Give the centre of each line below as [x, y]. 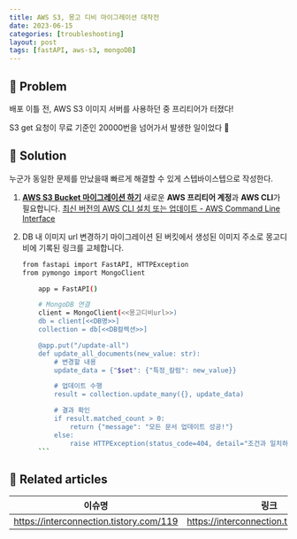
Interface [38, 218]
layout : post [33, 42]
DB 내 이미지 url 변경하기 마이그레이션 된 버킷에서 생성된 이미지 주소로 [143, 237]
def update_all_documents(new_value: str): [119, 354]
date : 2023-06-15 [41, 26]
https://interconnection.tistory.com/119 [96, 521]
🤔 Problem [38, 86]
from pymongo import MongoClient [84, 273]
